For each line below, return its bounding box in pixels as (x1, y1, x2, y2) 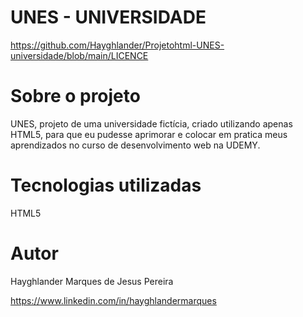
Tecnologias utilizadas (10, 174, 202, 197)
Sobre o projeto (10, 85, 141, 108)
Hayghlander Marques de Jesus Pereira (10, 275, 174, 287)
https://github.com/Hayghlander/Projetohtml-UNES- (10, 39, 225, 51)
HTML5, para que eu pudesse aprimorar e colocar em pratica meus (10, 128, 288, 140)
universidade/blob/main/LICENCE (10, 49, 149, 61)
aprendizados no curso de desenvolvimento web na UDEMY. (10, 139, 261, 151)
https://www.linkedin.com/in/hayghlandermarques (10, 294, 217, 306)
